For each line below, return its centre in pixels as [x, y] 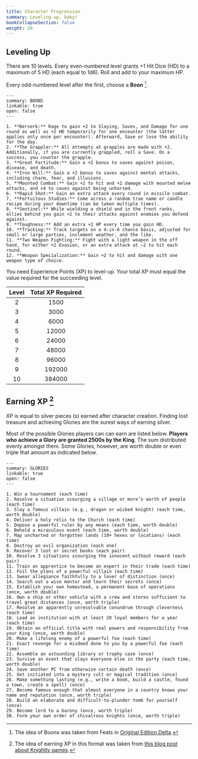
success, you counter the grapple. [50, 157]
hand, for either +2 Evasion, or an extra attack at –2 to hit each [92, 245]
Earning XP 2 [30, 401]
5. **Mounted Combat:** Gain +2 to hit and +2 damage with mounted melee [99, 183]
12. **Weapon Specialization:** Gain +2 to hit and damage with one [92, 255]
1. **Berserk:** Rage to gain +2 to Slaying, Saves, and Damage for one [97, 126]
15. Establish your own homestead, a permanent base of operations [91, 587]
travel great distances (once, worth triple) [63, 602]
